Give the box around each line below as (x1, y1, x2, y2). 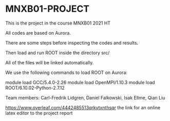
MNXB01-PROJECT (5, 3, 90, 15)
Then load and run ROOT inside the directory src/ (5, 50, 110, 56)
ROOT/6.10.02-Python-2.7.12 (5, 85, 65, 91)
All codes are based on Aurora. (5, 30, 71, 36)
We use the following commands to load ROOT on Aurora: (5, 69, 127, 76)
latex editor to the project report (5, 110, 73, 116)
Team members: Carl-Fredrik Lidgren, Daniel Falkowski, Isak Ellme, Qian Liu (5, 94, 165, 101)
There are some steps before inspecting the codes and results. (5, 39, 139, 46)
